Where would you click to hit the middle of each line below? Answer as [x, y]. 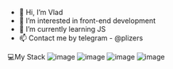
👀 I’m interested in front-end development [87, 21]
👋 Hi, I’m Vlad [41, 12]
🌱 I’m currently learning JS [62, 29]
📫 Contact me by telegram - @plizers [81, 38]
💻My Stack [27, 57]
